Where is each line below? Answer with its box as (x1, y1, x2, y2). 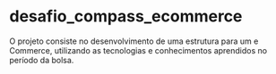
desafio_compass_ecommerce (9, 6, 243, 27)
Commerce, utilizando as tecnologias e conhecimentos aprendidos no (9, 45, 267, 55)
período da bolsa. (9, 54, 74, 65)
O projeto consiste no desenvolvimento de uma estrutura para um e (9, 36, 259, 46)
